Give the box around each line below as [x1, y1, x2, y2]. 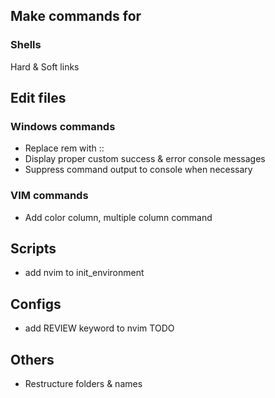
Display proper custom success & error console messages [24, 153, 266, 165]
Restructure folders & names [24, 378, 143, 390]
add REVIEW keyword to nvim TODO [24, 322, 175, 334]
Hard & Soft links [10, 60, 80, 73]
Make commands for [10, 8, 142, 25]
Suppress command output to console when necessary [24, 164, 253, 176]
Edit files [10, 90, 67, 107]
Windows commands [10, 120, 116, 133]
